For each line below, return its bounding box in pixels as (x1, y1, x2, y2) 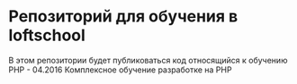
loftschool (8, 25, 86, 46)
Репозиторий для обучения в (8, 6, 238, 27)
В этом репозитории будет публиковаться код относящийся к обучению (8, 55, 288, 65)
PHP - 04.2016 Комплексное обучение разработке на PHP (8, 64, 232, 75)
